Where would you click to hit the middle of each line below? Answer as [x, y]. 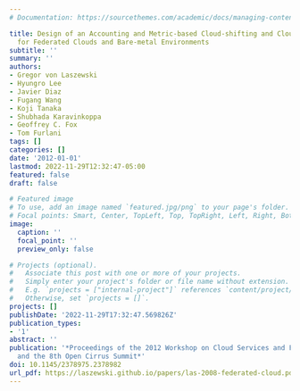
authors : [25, 67]
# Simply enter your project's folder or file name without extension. [150, 282]
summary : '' [31, 59]
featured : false [39, 175]
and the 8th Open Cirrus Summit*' [81, 357]
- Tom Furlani [36, 133]
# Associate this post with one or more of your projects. [125, 273]
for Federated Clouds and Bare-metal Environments [113, 42]
